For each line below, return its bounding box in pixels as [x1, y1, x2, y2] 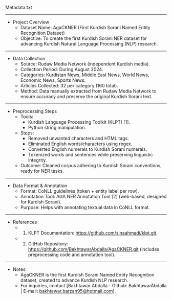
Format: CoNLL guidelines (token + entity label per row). [20, 188, 139, 194]
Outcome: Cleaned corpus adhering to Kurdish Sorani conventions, [20, 163, 162, 168]
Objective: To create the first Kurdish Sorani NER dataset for [20, 35, 147, 41]
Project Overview [12, 19, 50, 25]
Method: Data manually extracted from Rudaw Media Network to [20, 88, 157, 94]
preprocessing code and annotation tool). [28, 251, 116, 258]
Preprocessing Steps [12, 108, 57, 114]
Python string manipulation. [28, 125, 86, 130]
